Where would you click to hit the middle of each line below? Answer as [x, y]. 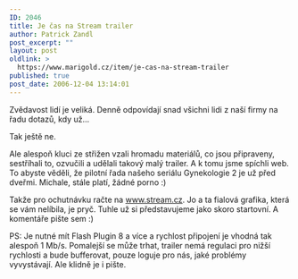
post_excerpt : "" [41, 42]
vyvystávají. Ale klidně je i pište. [68, 264]
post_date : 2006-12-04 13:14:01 [69, 84]
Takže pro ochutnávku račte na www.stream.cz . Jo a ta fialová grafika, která [149, 199]
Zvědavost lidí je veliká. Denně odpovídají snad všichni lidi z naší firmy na [144, 109]
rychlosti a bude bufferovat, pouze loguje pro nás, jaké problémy [128, 255]
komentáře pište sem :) [51, 218]
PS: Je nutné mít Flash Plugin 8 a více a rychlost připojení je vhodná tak [141, 236]
